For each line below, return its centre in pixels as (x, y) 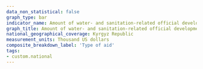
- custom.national (29, 56)
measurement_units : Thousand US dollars (58, 40)
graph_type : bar (27, 17)
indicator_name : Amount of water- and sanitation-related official (93, 23)
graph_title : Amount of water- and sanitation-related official (89, 28)
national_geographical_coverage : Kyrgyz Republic (70, 34)
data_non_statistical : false (43, 12)
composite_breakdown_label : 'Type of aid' (60, 46)
